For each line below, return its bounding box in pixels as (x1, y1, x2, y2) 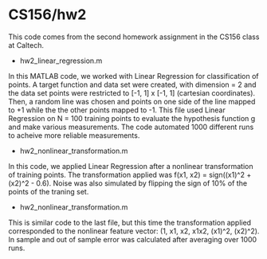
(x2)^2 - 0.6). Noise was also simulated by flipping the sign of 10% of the (8, 178, 248, 188)
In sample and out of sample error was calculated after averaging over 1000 (8, 234, 257, 244)
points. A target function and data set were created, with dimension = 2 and (8, 80, 257, 89)
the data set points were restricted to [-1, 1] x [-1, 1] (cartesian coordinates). (8, 88, 256, 97)
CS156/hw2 (8, 6, 87, 24)
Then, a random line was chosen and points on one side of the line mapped (8, 96, 256, 106)
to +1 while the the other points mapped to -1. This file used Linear (8, 105, 226, 115)
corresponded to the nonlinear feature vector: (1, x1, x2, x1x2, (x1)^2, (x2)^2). (8, 226, 260, 236)
